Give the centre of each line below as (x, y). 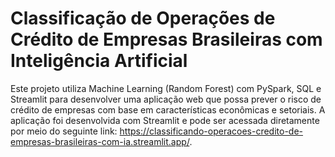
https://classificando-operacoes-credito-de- (211, 131)
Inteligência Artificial (99, 61)
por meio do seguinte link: (64, 131)
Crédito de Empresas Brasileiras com (166, 39)
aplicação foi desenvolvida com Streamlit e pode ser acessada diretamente (165, 120)
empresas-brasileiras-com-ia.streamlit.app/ (100, 141)
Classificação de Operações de (143, 18)
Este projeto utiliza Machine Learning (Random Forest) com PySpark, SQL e (166, 88)
